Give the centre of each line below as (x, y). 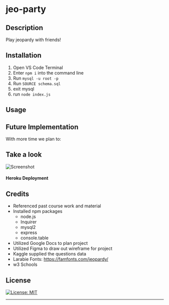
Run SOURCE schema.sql (37, 83)
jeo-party (26, 9)
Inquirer (29, 222)
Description (24, 28)
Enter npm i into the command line (48, 73)
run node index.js (32, 94)
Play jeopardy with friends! (33, 40)
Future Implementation (42, 127)
